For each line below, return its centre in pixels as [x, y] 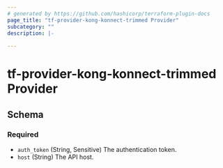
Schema [25, 115]
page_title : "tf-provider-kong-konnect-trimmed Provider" [93, 20]
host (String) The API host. [55, 157]
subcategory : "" [31, 26]
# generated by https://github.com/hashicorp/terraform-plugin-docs [109, 14]
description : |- [31, 33]
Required [23, 135]
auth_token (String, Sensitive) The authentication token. [97, 150]
